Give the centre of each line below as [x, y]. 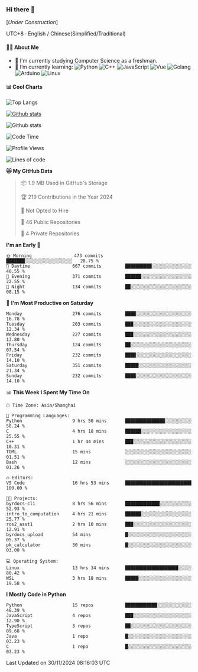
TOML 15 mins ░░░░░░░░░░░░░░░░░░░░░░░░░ [99, 452]
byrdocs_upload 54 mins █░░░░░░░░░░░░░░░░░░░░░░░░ [99, 534]
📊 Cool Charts [25, 87]
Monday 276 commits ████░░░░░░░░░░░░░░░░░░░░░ [99, 314]
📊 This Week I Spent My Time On [48, 392]
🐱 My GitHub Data [30, 171]
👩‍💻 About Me [23, 47]
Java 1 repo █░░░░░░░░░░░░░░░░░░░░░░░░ [99, 636]
